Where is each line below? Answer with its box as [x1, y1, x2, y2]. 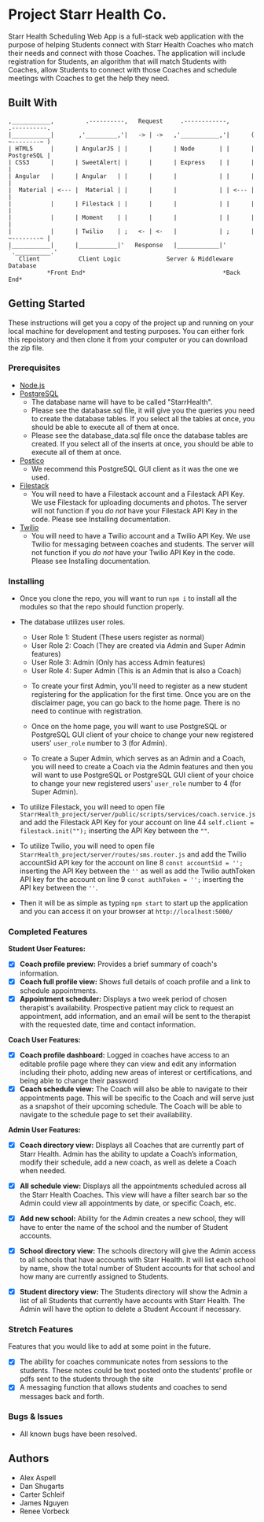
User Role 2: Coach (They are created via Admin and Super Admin [31, 641, 246, 650]
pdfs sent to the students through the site [19, 1374, 154, 1383]
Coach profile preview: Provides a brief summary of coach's [19, 959, 218, 969]
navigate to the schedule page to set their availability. [19, 1109, 192, 1119]
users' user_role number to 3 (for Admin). [31, 739, 167, 748]
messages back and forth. [19, 1391, 104, 1401]
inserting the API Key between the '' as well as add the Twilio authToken [19, 866, 255, 876]
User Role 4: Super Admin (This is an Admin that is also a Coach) [31, 666, 242, 676]
